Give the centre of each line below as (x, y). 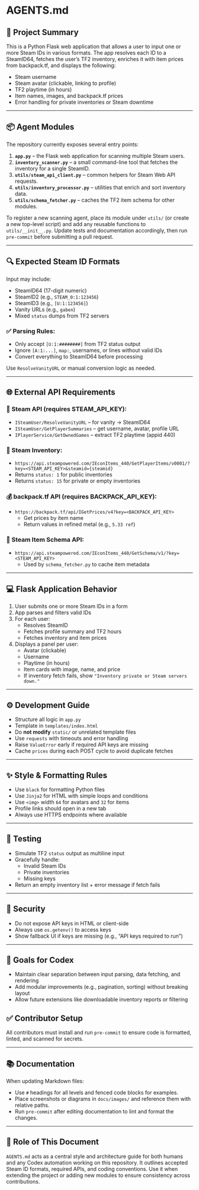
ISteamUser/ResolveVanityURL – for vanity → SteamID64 (83, 422)
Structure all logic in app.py (48, 719)
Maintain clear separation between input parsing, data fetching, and (97, 975)
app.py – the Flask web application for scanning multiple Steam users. (100, 156)
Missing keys (40, 878)
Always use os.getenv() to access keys (63, 929)
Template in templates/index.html (56, 726)
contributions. (23, 1181)
